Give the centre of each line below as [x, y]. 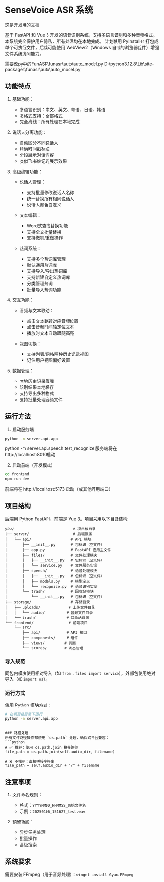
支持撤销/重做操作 [45, 238]
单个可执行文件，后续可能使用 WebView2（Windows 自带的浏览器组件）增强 [82, 47]
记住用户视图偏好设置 [48, 360]
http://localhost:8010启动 [30, 455]
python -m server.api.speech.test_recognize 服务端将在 [61, 448]
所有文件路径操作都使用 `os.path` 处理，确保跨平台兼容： [57, 738]
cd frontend [17, 474]
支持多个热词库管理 [46, 259]
